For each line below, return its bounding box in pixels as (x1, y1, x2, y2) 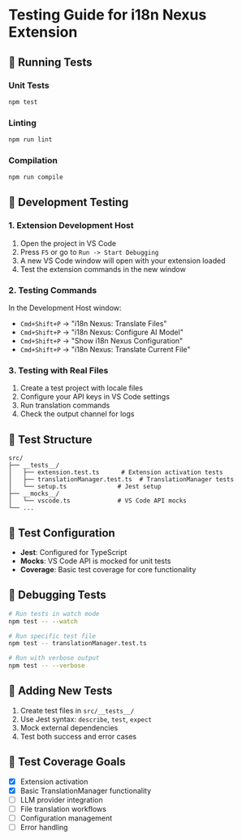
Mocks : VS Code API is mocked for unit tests (19, 556, 171, 566)
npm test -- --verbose (8, 661, 85, 670)
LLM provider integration (19, 795, 103, 804)
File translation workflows (19, 803, 107, 813)
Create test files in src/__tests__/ (19, 705, 135, 715)
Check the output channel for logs (19, 409, 135, 419)
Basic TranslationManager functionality (19, 786, 152, 795)
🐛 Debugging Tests (8, 588, 107, 602)
